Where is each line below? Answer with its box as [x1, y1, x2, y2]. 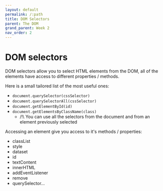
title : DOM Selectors [5, 16, 50, 21]
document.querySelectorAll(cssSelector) [12, 99, 97, 104]
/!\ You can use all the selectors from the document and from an [19, 114, 150, 120]
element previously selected [19, 119, 78, 125]
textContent [12, 159, 37, 165]
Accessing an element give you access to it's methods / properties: [5, 128, 142, 134]
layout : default [5, 7, 39, 12]
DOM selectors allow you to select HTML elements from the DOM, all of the [5, 68, 159, 74]
